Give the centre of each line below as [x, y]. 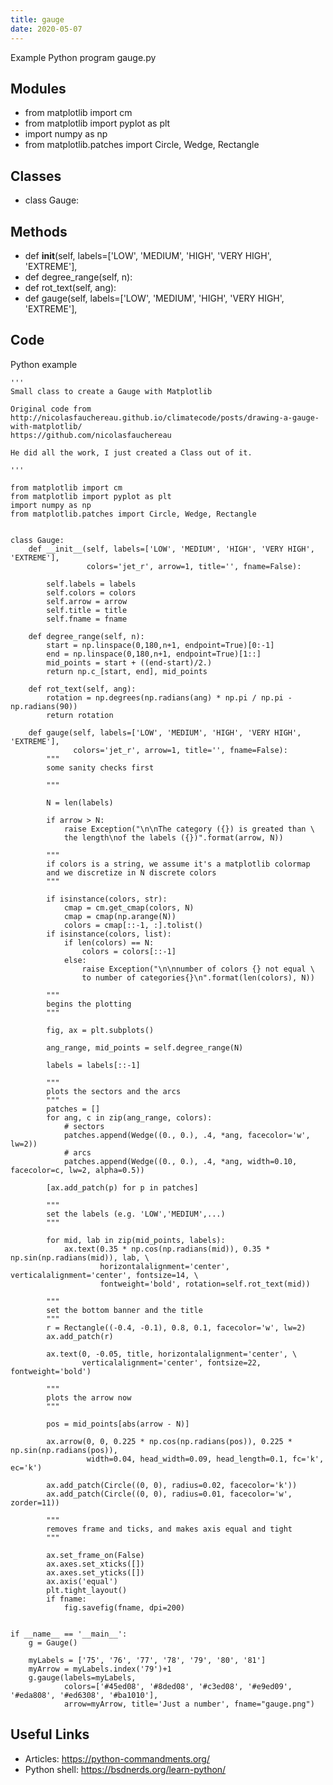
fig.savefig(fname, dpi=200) [124, 1607]
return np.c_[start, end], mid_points [127, 671]
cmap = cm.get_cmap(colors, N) [129, 907]
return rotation [80, 715]
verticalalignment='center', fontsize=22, [171, 1362]
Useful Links [50, 1734]
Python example [44, 364]
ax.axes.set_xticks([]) [95, 1564]
